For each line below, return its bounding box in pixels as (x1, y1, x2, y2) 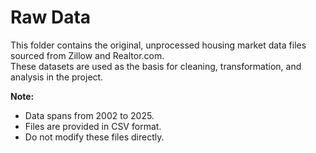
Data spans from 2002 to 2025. (24, 109, 155, 121)
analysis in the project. (10, 71, 104, 83)
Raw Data (10, 6, 92, 29)
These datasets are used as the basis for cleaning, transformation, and (10, 60, 302, 72)
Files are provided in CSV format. (24, 120, 162, 132)
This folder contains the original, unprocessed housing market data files (10, 39, 307, 51)
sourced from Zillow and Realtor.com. (10, 49, 165, 61)
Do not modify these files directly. (24, 131, 165, 143)
